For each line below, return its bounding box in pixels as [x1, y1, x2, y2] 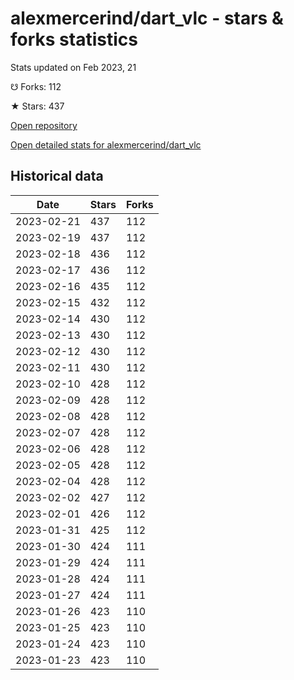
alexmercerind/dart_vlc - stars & [10, 7, 284, 30]
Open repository [10, 119, 78, 131]
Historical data [10, 168, 104, 185]
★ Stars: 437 [10, 100, 65, 112]
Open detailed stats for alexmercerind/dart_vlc [10, 138, 202, 151]
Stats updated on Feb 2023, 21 [10, 61, 137, 73]
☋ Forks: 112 [10, 80, 62, 92]
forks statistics [10, 28, 138, 51]
